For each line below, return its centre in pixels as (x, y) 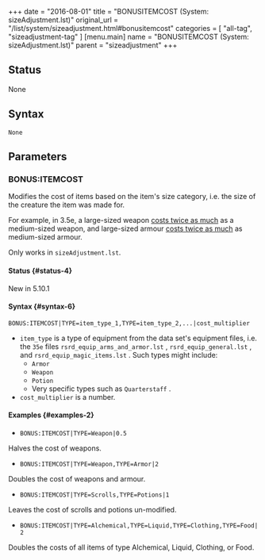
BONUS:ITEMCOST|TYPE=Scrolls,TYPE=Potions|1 (94, 495)
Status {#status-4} (40, 270)
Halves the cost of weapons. (55, 448)
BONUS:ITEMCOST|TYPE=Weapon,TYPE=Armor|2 (89, 464)
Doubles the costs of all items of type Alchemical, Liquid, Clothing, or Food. (131, 547)
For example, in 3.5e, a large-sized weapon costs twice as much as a (121, 221)
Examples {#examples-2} (51, 415)
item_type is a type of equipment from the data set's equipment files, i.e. (138, 338)
